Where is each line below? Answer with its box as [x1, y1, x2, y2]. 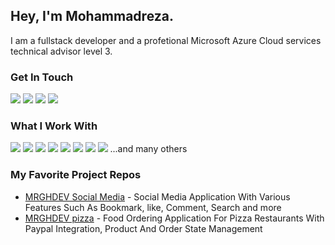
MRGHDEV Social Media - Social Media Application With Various [24, 190, 291, 203]
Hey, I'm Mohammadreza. [10, 8, 174, 25]
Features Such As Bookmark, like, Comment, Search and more [24, 201, 282, 213]
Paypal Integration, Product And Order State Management [24, 222, 263, 234]
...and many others [109, 143, 188, 155]
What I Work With [10, 119, 98, 133]
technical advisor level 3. [10, 45, 113, 57]
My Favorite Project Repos [10, 168, 142, 182]
